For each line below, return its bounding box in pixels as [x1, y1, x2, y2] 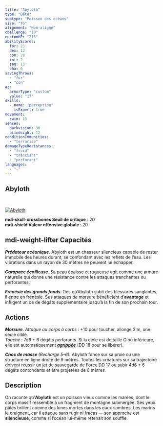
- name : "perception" [9, 103, 54, 108]
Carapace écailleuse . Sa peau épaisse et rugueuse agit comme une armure [5, 269, 159, 275]
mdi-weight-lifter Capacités [5, 236, 92, 244]
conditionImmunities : [5, 135, 49, 140]
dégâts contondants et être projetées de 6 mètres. [5, 367, 106, 373]
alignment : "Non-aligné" [5, 25, 56, 30]
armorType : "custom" [9, 89, 51, 94]
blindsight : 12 [9, 130, 41, 135]
